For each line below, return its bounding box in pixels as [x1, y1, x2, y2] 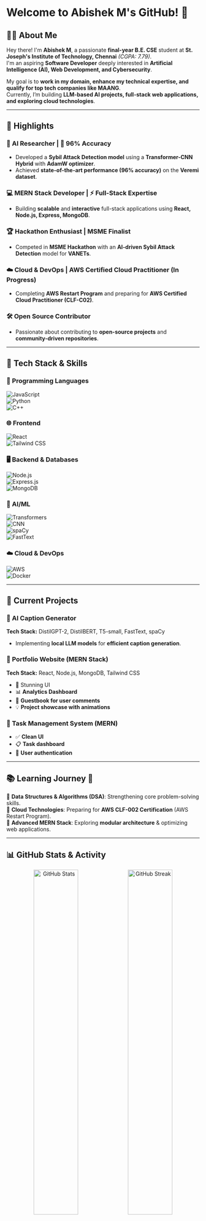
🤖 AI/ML [6, 500, 31, 509]
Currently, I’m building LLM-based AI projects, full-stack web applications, [6, 91, 199, 98]
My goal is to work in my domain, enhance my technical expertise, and [6, 78, 189, 85]
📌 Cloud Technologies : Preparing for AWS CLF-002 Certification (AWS [6, 806, 189, 813]
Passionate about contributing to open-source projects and [15, 328, 167, 336]
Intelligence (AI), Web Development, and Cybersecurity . [6, 66, 152, 73]
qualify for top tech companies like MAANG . [6, 84, 121, 92]
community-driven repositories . [15, 334, 99, 342]
